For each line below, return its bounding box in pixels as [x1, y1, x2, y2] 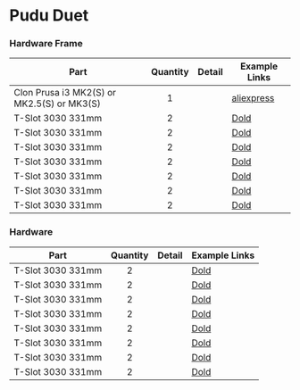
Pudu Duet [9, 5, 89, 26]
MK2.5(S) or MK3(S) [13, 97, 101, 110]
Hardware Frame [9, 37, 83, 50]
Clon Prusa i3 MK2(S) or [13, 87, 117, 99]
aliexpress [231, 92, 275, 104]
